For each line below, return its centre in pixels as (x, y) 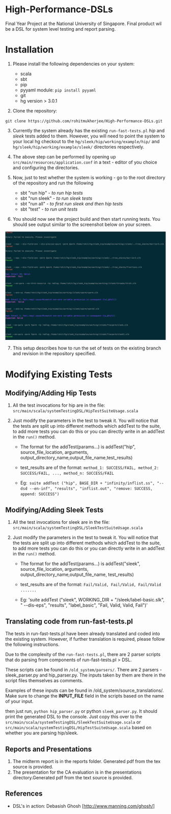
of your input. (20, 702)
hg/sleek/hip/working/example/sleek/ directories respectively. (78, 147)
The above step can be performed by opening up (64, 156)
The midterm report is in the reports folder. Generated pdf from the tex (87, 761)
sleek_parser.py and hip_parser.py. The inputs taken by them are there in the (85, 675)
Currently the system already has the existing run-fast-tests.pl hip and (89, 130)
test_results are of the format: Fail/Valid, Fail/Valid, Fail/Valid (91, 585)
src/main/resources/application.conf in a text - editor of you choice (85, 162)
